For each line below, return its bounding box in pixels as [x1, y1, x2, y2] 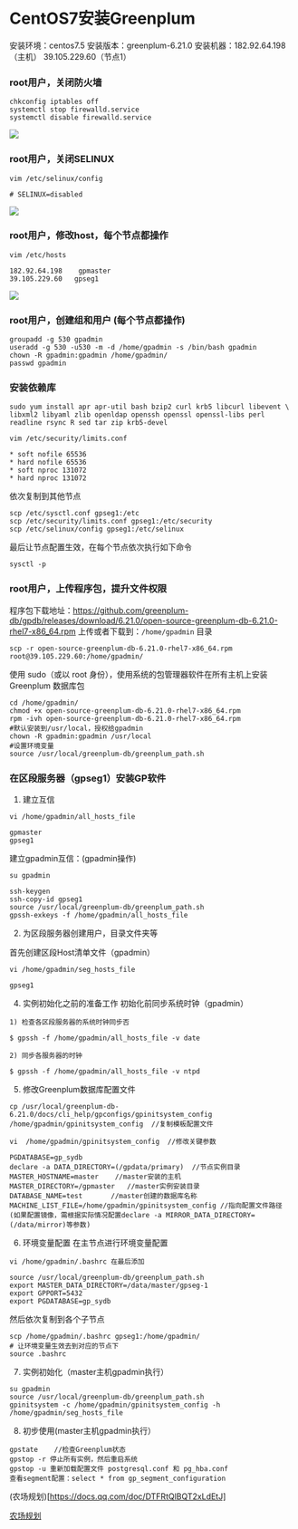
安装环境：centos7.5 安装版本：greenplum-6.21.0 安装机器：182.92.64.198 [9, 40, 286, 51]
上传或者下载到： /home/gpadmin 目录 [78, 626, 213, 637]
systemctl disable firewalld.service [9, 113, 152, 122]
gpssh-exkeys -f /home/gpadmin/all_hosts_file [9, 911, 188, 920]
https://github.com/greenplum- [72, 604, 189, 616]
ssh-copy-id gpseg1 [9, 895, 83, 904]
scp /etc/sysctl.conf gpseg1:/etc [9, 509, 140, 518]
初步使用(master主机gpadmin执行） [22, 1426, 156, 1437]
